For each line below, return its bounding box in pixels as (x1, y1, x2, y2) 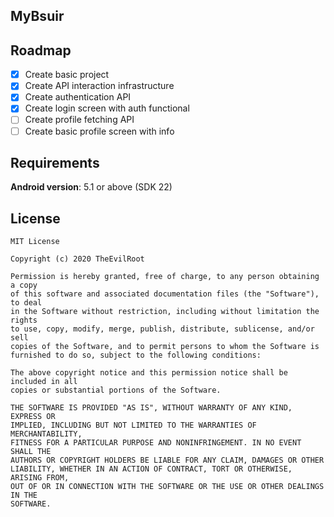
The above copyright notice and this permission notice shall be (10, 368, 288, 378)
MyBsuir (10, 8, 65, 25)
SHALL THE (10, 447, 52, 457)
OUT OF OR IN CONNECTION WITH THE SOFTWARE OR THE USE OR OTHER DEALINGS (10, 482, 325, 492)
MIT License (10, 237, 60, 247)
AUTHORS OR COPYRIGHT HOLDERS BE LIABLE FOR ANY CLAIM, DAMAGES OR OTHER (10, 455, 325, 466)
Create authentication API (24, 91, 132, 103)
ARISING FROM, (10, 473, 70, 483)
